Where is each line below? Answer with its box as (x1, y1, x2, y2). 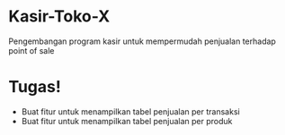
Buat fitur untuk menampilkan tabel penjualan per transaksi (21, 105, 240, 117)
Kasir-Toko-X (8, 6, 111, 27)
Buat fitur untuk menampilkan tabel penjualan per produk (21, 115, 233, 126)
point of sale (8, 45, 55, 55)
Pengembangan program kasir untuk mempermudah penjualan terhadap (8, 36, 276, 46)
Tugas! (8, 77, 62, 97)
